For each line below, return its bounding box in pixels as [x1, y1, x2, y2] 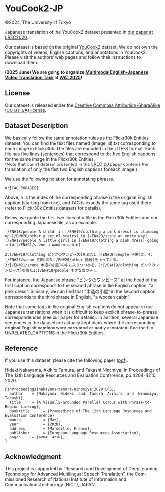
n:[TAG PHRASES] [5, 185, 39, 191]
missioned [5, 476, 26, 482]
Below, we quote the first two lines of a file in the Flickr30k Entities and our [5, 214, 158, 220]
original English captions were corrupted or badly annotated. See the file [5, 325, 154, 330]
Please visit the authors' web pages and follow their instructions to [5, 54, 141, 60]
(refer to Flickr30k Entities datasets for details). [5, 205, 102, 211]
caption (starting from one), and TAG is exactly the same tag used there [5, 199, 152, 206]
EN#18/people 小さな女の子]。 [42, 268, 99, 273]
